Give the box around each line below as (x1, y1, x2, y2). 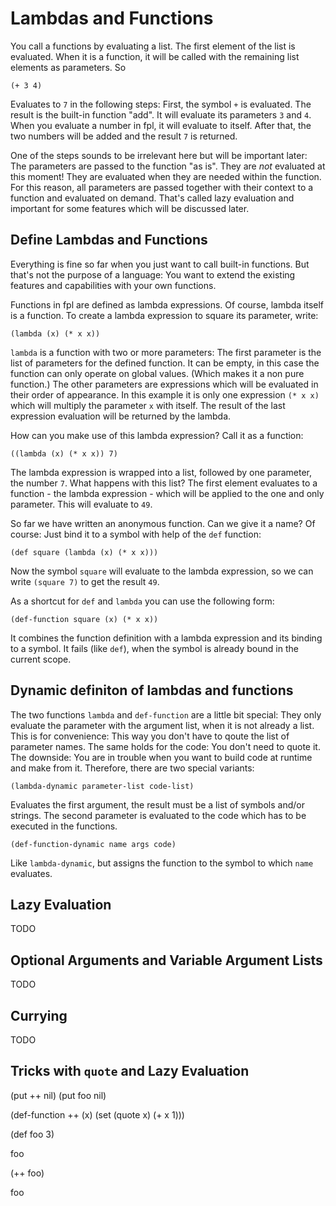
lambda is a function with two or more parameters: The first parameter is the (10, 346, 322, 358)
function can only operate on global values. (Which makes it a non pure (10, 367, 305, 379)
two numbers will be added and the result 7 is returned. (10, 130, 238, 142)
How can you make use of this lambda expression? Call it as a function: (10, 429, 304, 441)
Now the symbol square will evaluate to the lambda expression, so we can (10, 565, 314, 577)
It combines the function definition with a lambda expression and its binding (10, 632, 323, 644)
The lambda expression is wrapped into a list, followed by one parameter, (10, 466, 312, 478)
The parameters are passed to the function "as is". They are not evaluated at (10, 160, 326, 172)
